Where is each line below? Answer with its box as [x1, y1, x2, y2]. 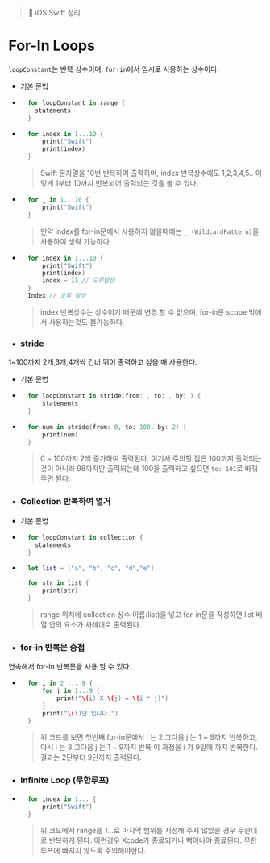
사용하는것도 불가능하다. [48, 317, 125, 327]
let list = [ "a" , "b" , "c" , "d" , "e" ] [27, 565, 155, 573]
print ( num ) [41, 431, 79, 439]
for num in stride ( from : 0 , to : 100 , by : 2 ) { [27, 423, 187, 431]
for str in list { [27, 579, 89, 587]
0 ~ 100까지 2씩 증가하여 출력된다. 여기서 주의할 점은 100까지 [39, 453, 234, 463]
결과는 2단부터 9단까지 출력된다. [39, 753, 143, 762]
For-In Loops [8, 36, 95, 55]
